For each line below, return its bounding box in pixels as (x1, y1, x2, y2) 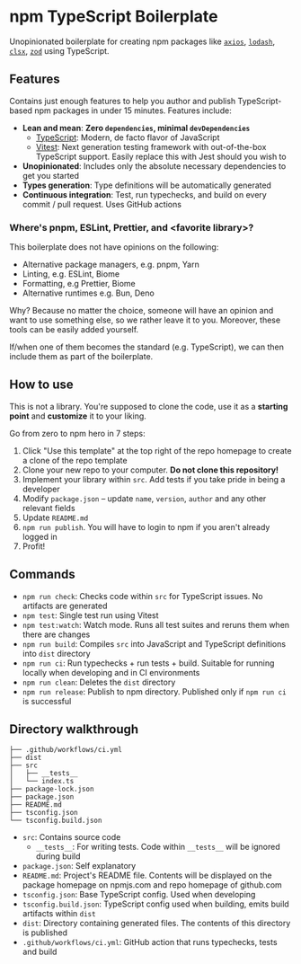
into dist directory (22, 648, 92, 659)
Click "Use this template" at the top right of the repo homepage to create (22, 445, 292, 455)
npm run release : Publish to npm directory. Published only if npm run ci (22, 685, 287, 697)
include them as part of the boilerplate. (9, 351, 154, 362)
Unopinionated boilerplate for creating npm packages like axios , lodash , (9, 36, 276, 47)
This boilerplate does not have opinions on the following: (9, 242, 219, 252)
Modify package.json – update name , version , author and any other (22, 492, 267, 504)
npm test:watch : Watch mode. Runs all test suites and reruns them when (22, 619, 290, 630)
